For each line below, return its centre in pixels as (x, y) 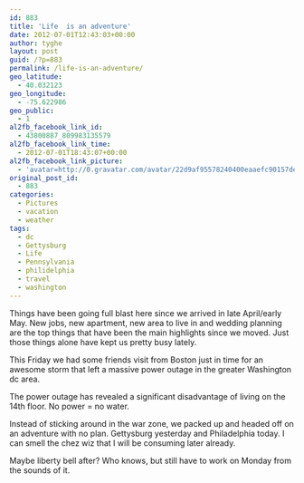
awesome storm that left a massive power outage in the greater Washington (151, 369)
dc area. (25, 379)
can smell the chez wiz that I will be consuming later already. (123, 443)
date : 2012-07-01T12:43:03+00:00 (72, 34)
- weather (36, 220)
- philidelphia (46, 271)
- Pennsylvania (46, 262)
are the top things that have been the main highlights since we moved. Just (149, 333)
